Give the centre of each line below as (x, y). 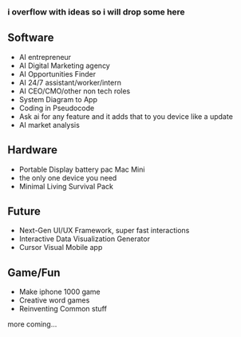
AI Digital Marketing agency (65, 65)
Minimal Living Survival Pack (66, 186)
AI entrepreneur (45, 57)
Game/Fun (34, 273)
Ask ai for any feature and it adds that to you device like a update (126, 116)
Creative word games (54, 300)
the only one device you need (68, 177)
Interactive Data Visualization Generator (85, 239)
